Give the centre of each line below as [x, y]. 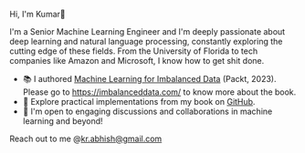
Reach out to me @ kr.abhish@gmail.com [86, 138]
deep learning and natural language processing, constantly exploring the [146, 41]
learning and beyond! [63, 121]
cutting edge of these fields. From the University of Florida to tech [134, 51]
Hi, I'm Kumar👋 [37, 14]
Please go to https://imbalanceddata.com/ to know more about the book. [159, 92]
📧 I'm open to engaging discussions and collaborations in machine [147, 111]
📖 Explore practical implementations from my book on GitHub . [139, 102]
